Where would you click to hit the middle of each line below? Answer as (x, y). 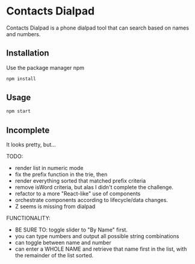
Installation (28, 53)
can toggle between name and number (63, 243)
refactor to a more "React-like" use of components (78, 193)
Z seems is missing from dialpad (55, 207)
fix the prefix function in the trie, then (61, 174)
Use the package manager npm (45, 68)
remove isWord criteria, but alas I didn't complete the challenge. (94, 187)
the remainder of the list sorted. (54, 256)
